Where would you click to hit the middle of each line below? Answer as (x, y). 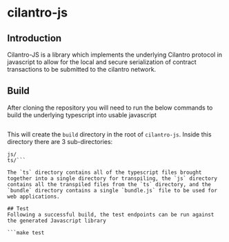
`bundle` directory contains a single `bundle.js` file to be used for (112, 190)
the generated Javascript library (57, 221)
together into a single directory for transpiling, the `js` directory (112, 178)
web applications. (33, 196)
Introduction (34, 38)
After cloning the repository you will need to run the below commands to (110, 108)
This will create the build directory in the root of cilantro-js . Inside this (109, 134)
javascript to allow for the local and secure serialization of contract (102, 62)
